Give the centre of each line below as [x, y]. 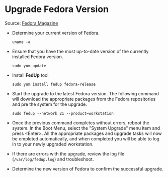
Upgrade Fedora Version [57, 9]
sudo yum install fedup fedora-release [54, 84]
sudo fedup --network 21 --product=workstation [63, 113]
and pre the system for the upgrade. [50, 104]
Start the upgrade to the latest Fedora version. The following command [86, 93]
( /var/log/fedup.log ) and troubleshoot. [53, 159]
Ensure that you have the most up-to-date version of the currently [80, 51]
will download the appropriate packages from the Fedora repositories [84, 99]
